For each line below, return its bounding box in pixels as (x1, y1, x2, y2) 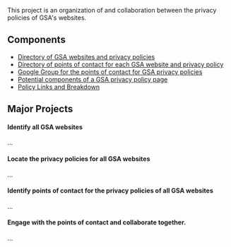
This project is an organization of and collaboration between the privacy (7, 6, 217, 14)
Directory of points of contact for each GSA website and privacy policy (17, 60, 224, 68)
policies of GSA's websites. (7, 13, 87, 22)
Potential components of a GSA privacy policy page (17, 75, 168, 83)
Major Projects (7, 103, 73, 115)
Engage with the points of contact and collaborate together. (7, 218, 186, 227)
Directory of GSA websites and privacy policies (17, 52, 155, 61)
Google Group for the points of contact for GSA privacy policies (17, 67, 203, 76)
